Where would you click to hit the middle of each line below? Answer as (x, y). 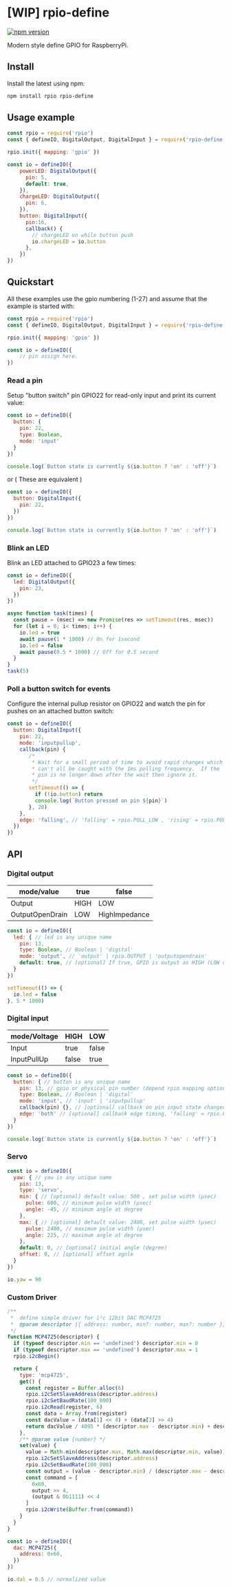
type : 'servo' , (41, 1190)
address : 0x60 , (41, 1554)
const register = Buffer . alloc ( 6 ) (75, 1388)
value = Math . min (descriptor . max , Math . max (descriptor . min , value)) (125, 1452)
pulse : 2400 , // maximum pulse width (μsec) (90, 1229)
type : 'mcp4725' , (44, 1375)
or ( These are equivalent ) (45, 480)
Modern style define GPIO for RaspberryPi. (68, 45)
